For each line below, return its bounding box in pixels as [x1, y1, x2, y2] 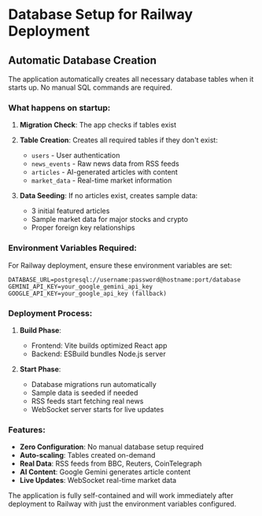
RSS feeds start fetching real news [31, 396, 144, 406]
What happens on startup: [8, 102, 111, 113]
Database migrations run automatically [31, 379, 157, 389]
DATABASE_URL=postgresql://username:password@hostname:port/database [8, 275, 242, 284]
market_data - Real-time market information [31, 175, 172, 186]
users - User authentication [31, 151, 120, 160]
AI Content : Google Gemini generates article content [19, 467, 191, 477]
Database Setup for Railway [8, 6, 194, 24]
